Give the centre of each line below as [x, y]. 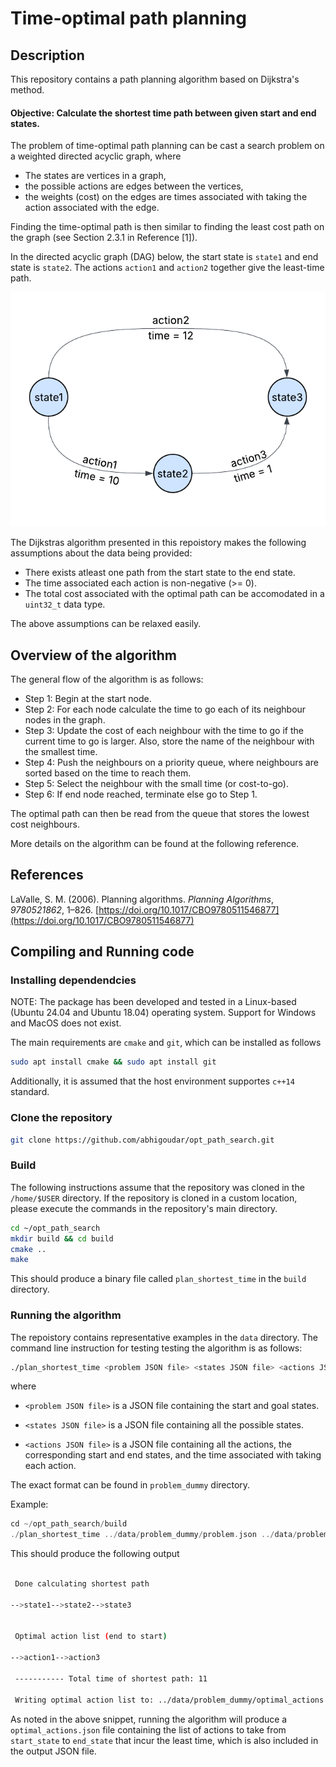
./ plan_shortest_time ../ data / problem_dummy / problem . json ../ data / [154, 1535]
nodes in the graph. [65, 719]
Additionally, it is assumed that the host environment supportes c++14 [152, 1081]
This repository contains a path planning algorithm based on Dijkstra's [155, 79]
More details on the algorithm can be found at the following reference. [155, 843]
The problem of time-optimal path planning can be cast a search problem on [167, 146]
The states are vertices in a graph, [95, 176]
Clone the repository [61, 1118]
